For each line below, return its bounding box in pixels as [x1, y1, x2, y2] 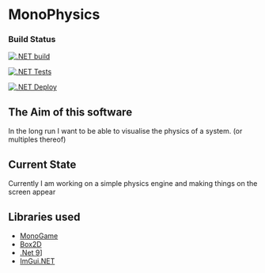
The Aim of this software [8, 105, 133, 119]
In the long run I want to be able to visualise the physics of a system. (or [8, 127, 243, 136]
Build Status [8, 34, 56, 45]
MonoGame [19, 231, 59, 241]
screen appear [8, 188, 56, 197]
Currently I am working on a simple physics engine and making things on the [8, 179, 258, 188]
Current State [8, 157, 77, 171]
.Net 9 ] [19, 248, 43, 257]
